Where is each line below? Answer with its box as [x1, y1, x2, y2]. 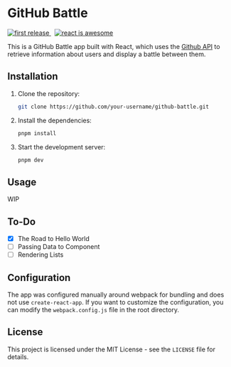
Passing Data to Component [17, 243, 100, 251]
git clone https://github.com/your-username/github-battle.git [17, 103, 210, 110]
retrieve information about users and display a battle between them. [7, 50, 206, 58]
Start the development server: [17, 142, 106, 151]
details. [7, 352, 29, 361]
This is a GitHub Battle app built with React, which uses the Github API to [7, 42, 220, 50]
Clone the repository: [17, 89, 80, 97]
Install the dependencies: [17, 116, 92, 124]
